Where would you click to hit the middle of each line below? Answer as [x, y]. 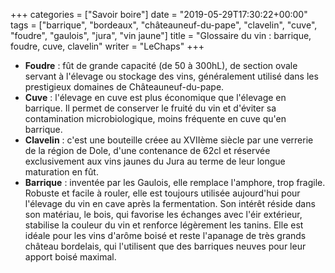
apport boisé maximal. [70, 257]
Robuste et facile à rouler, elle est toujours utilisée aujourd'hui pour [162, 193]
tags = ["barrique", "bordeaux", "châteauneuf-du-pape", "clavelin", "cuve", [164, 25]
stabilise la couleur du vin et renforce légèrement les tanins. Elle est [164, 225]
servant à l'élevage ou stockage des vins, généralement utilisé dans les [171, 76]
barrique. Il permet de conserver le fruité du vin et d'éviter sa [150, 108]
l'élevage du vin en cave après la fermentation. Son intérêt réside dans [170, 203]
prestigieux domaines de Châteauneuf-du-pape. [124, 87]
